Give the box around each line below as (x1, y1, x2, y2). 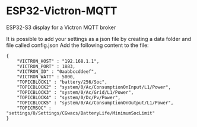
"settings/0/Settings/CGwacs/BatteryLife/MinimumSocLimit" (6, 110, 155, 116)
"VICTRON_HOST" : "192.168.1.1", (17, 58, 100, 64)
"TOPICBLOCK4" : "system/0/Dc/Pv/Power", (17, 94, 120, 100)
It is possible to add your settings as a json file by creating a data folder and (6, 35, 192, 42)
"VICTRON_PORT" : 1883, (17, 63, 76, 69)
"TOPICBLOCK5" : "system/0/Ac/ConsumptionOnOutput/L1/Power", (17, 100, 174, 106)
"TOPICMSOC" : (17, 105, 52, 111)
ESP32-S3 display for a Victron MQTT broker (6, 24, 116, 31)
